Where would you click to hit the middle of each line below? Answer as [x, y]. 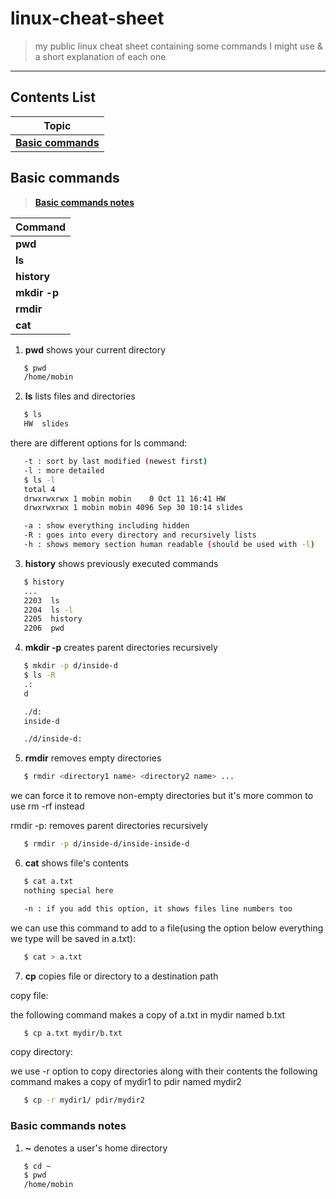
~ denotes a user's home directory [96, 1148]
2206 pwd [44, 628]
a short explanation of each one [100, 56]
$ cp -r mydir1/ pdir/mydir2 [84, 1100]
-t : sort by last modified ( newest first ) [115, 462]
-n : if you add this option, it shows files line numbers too [158, 908]
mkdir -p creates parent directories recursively [121, 648]
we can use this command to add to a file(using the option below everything [167, 928]
